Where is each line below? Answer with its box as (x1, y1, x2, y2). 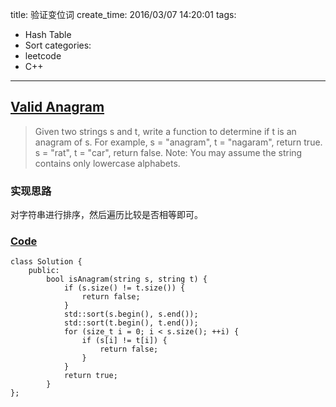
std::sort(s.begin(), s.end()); (63, 309, 199, 320)
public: (28, 266, 60, 276)
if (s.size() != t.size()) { (63, 283, 186, 293)
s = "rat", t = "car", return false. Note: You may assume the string (34, 146, 303, 158)
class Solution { (10, 257, 83, 267)
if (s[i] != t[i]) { (81, 336, 168, 346)
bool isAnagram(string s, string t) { (46, 274, 208, 285)
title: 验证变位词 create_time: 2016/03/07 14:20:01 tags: (10, 9, 237, 20)
